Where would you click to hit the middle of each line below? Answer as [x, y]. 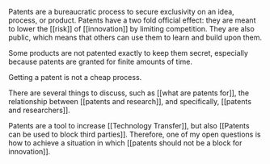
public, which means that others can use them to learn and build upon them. [135, 37]
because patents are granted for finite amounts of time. [100, 61]
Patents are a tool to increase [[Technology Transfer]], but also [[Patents [129, 126]
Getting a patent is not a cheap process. [75, 77]
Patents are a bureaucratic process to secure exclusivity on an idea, [121, 12]
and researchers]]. [39, 110]
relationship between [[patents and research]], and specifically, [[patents [130, 101]
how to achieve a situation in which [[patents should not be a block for [125, 143]
